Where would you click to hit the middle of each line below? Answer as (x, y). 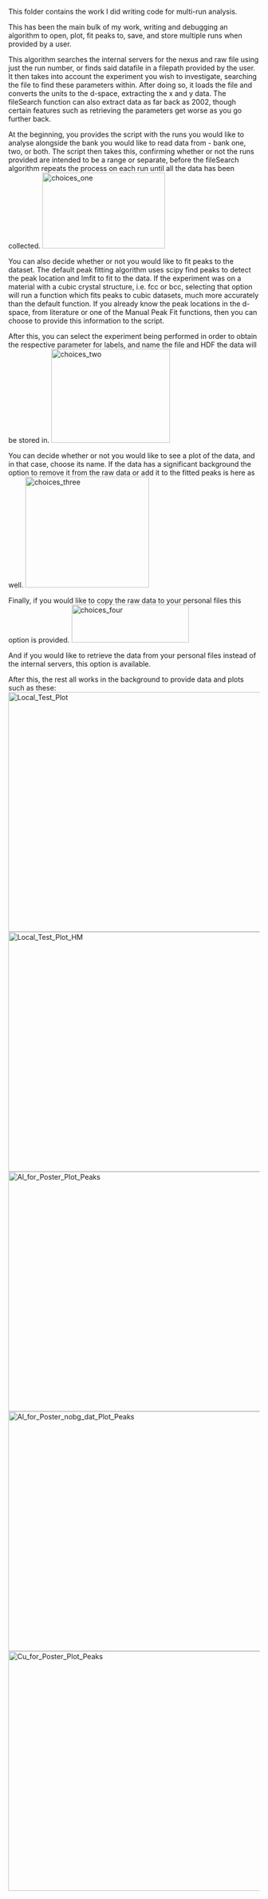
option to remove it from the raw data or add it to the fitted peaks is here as (132, 472)
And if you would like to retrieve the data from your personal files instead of (132, 655)
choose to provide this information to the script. (87, 320)
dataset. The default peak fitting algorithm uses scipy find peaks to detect (130, 270)
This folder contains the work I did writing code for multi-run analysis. (123, 12)
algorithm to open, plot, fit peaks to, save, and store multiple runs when (126, 36)
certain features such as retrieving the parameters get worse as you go (125, 110)
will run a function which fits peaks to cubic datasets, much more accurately (134, 295)
